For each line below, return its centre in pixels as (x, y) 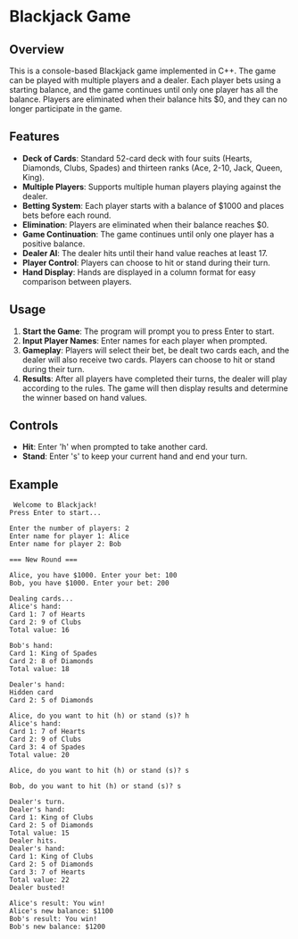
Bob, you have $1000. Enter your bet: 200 (89, 583)
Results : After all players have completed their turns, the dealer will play (154, 378)
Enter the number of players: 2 (69, 528)
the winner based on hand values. (84, 397)
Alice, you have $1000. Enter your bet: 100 (93, 576)
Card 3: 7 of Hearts (48, 872)
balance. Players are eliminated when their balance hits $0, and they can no (149, 99)
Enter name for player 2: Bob (66, 544)
